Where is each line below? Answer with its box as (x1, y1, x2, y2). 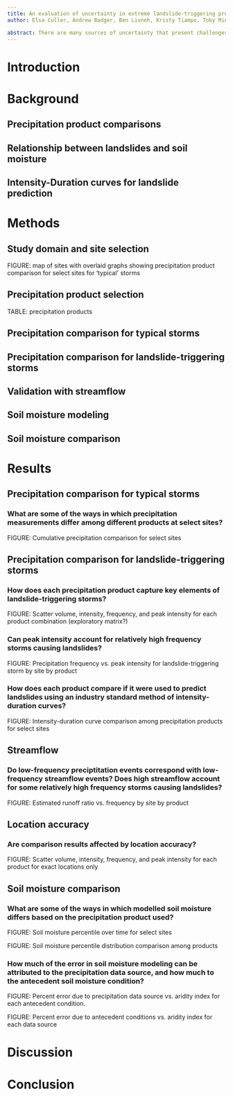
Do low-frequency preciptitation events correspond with (7, 765, 202, 775)
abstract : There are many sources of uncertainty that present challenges (7, 29, 228, 36)
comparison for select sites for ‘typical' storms (7, 268, 141, 277)
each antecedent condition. (7, 999, 86, 1008)
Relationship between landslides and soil (7, 142, 188, 154)
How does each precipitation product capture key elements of (7, 585, 221, 595)
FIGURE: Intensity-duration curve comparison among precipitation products (7, 717, 223, 725)
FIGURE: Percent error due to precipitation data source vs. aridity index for (7, 992, 221, 1001)
